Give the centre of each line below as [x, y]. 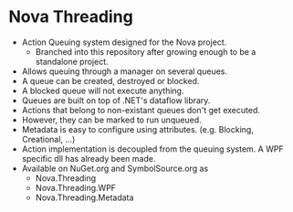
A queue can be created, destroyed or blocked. [110, 80]
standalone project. [72, 61]
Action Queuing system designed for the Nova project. [124, 42]
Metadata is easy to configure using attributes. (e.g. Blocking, [138, 129]
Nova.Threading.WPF [75, 187]
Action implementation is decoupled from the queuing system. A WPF [152, 149]
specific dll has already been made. [89, 158]
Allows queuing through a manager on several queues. [124, 71]
